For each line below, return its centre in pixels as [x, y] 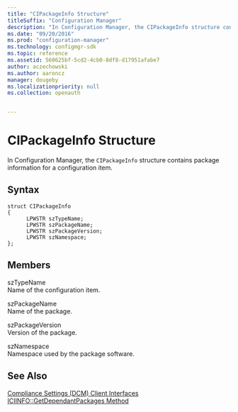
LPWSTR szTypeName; [55, 218]
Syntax [23, 190]
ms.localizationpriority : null [53, 87]
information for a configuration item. [60, 168]
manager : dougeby [33, 80]
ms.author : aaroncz [36, 73]
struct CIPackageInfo [39, 206]
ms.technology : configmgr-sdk [52, 47]
